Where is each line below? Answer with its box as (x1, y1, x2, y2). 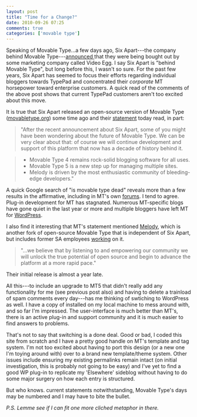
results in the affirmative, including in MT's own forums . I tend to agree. (6, 193, 179, 200)
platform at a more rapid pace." (20, 260, 96, 267)
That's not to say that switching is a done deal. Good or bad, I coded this (6, 331, 182, 339)
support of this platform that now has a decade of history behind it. (20, 145, 183, 152)
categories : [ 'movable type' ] (6, 31, 81, 37)
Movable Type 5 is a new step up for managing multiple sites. (29, 163, 178, 170)
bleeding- (166, 169, 191, 176)
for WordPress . (6, 212, 43, 219)
